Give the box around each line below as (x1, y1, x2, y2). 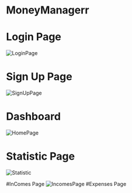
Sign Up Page (6, 70, 72, 84)
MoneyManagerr (6, 4, 89, 17)
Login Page (6, 30, 61, 44)
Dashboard (6, 110, 61, 123)
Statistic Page (6, 150, 75, 163)
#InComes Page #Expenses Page (6, 180, 127, 187)
